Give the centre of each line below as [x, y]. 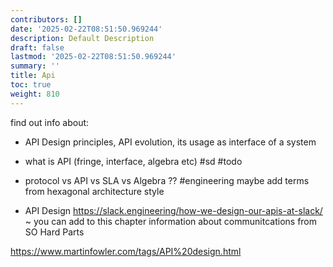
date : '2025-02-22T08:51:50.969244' [86, 29]
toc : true [31, 85]
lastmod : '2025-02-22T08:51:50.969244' [93, 57]
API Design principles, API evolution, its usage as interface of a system [170, 142]
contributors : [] [46, 19]
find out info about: [50, 122]
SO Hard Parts [54, 232]
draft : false [37, 47]
